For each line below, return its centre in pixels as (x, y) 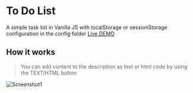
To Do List (31, 11)
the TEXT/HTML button (49, 73)
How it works (31, 52)
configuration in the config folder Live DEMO (60, 33)
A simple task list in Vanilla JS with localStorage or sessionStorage (87, 27)
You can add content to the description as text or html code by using (104, 66)
